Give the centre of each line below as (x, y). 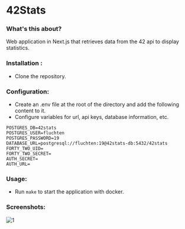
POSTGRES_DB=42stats (32, 128)
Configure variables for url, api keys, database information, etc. (92, 117)
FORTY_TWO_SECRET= (29, 154)
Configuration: (27, 91)
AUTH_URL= (18, 164)
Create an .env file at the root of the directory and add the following (97, 105)
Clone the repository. (40, 76)
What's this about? (34, 29)
